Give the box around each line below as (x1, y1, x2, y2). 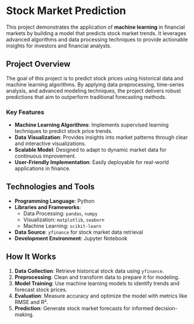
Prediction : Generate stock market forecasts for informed (14, 305, 154, 312)
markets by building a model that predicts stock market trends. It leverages (6, 29, 186, 36)
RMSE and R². (14, 298, 49, 305)
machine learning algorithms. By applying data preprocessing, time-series (6, 81, 185, 88)
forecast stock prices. (14, 286, 67, 293)
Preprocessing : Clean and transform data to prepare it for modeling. (14, 274, 180, 281)
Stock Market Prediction (6, 4, 126, 18)
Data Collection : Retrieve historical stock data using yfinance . (14, 267, 164, 274)
